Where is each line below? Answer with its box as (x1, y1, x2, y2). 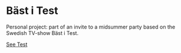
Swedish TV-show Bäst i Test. (6, 29, 78, 36)
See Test (6, 41, 28, 48)
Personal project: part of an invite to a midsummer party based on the (6, 23, 176, 30)
